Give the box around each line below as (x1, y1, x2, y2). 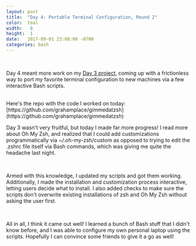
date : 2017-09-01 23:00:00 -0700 (6, 36, 94, 42)
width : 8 (6, 25, 33, 31)
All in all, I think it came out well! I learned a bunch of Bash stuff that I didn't (6, 220, 190, 227)
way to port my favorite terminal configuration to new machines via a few (6, 75, 185, 83)
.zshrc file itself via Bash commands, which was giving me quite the (6, 143, 172, 150)
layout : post (6, 8, 38, 15)
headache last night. (6, 149, 56, 156)
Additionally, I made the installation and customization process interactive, (6, 178, 188, 186)
